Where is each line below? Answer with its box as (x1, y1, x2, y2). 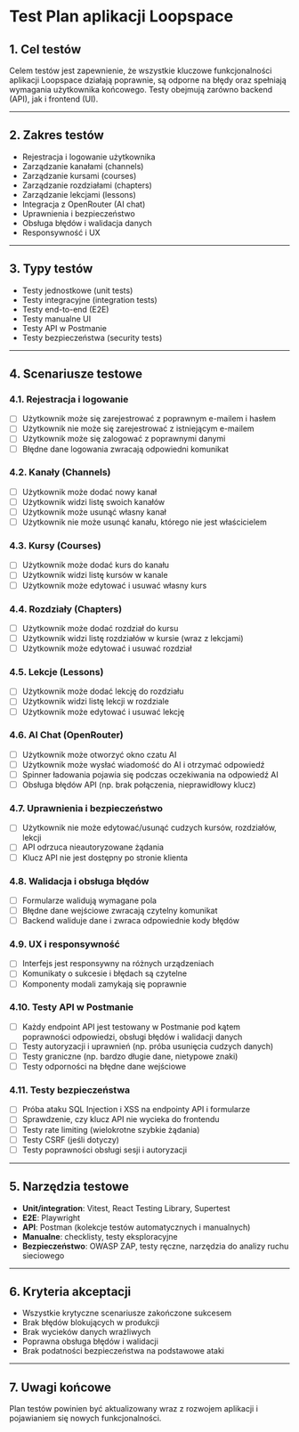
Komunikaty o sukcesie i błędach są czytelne (21, 968, 188, 979)
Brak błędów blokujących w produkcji (21, 1317, 160, 1328)
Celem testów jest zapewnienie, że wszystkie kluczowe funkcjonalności (9, 65, 272, 76)
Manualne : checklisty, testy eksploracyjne (21, 1231, 178, 1241)
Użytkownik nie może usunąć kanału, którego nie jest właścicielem (21, 517, 267, 527)
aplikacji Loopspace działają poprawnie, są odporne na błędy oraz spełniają (9, 75, 287, 85)
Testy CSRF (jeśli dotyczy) (21, 1134, 120, 1145)
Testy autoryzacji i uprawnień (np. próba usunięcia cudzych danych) (21, 1040, 274, 1052)
